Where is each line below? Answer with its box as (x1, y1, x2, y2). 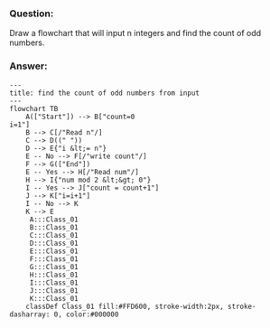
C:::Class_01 (29, 230, 79, 239)
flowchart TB (9, 104, 59, 113)
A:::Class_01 (29, 215, 79, 224)
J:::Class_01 (29, 286, 79, 295)
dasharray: (9, 310, 51, 319)
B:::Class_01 (29, 222, 79, 232)
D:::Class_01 (29, 239, 79, 248)
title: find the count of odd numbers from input (9, 89, 200, 98)
